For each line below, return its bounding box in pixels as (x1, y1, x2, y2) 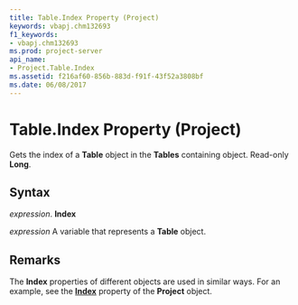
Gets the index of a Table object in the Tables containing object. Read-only (9, 149, 289, 160)
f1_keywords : (9, 30, 59, 39)
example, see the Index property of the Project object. (9, 286, 212, 297)
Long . (9, 159, 32, 170)
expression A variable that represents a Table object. (9, 226, 206, 237)
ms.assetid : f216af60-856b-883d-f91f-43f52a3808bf (9, 72, 204, 81)
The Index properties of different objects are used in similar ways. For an (9, 276, 281, 287)
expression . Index (9, 208, 77, 219)
